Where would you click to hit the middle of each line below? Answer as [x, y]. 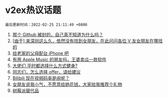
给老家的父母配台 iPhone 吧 [40, 53]
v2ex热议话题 [33, 10]
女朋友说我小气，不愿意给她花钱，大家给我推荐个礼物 [67, 84]
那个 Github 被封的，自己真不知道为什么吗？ [58, 34]
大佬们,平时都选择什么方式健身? [45, 66]
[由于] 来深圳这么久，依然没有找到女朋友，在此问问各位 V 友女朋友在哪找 [87, 41]
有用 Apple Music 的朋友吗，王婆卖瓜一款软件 [59, 59]
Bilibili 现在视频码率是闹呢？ [41, 78]
